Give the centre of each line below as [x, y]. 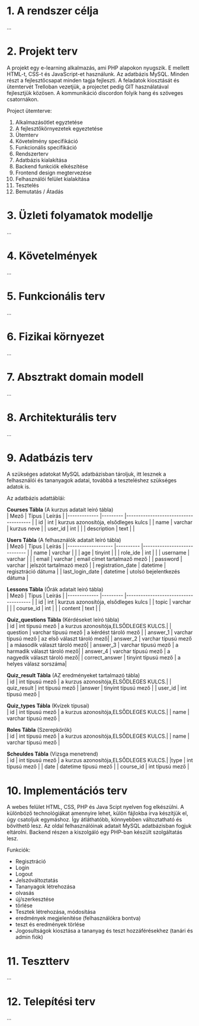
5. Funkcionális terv [56, 296]
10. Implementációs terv [67, 791]
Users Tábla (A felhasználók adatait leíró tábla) [64, 540]
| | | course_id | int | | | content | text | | [54, 608]
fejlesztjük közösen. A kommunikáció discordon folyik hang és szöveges [95, 93]
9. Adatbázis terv [50, 458]
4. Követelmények [52, 256]
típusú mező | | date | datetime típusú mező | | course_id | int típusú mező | [98, 767]
